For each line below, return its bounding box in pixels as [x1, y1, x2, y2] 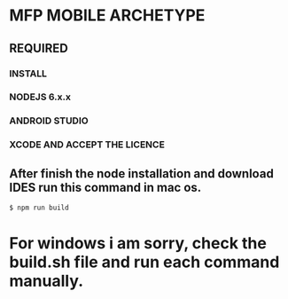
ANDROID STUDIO [9, 114, 89, 127]
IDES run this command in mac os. [9, 179, 202, 195]
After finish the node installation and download [9, 166, 275, 181]
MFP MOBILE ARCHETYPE [9, 5, 206, 26]
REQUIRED [9, 41, 68, 56]
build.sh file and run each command [9, 252, 280, 272]
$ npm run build [9, 203, 69, 213]
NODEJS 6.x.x [9, 90, 72, 103]
